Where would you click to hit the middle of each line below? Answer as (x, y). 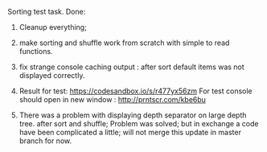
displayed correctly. (52, 75)
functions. (36, 51)
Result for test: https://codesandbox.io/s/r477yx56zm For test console (136, 91)
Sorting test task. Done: (47, 12)
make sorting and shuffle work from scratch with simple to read (124, 43)
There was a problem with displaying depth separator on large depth (133, 115)
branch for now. (45, 141)
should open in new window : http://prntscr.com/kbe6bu (113, 99)
